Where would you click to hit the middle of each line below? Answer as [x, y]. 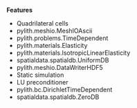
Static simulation [40, 75]
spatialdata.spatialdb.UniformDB [63, 60]
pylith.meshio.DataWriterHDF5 [60, 67]
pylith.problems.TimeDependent [62, 38]
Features [19, 10]
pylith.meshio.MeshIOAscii [54, 31]
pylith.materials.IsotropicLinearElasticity [73, 53]
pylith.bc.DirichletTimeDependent [64, 90]
